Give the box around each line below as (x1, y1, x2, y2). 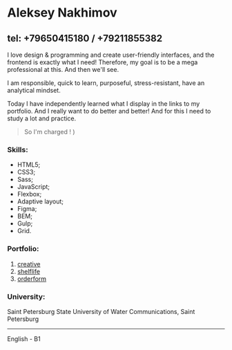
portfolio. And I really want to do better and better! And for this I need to (7, 107, 211, 115)
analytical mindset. (7, 86, 61, 94)
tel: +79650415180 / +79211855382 (7, 33, 163, 44)
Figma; (17, 205, 37, 213)
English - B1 (7, 334, 41, 343)
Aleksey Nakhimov (7, 5, 117, 21)
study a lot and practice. (7, 114, 77, 122)
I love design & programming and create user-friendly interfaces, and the (7, 50, 215, 59)
